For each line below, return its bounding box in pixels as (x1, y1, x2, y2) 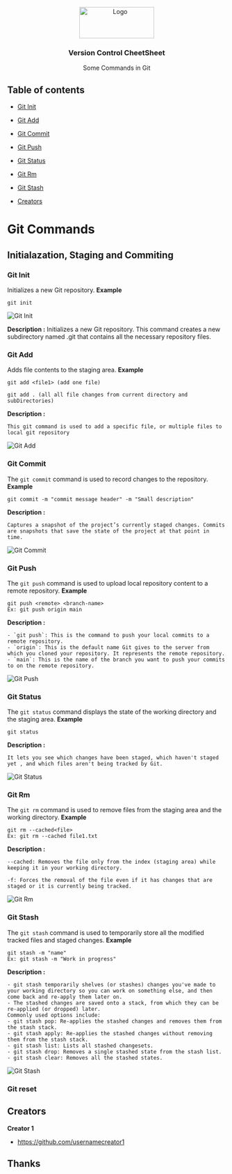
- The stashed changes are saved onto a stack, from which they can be (7, 999, 219, 1007)
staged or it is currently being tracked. (7, 883, 132, 890)
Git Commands (7, 222, 95, 237)
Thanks (7, 1157, 41, 1169)
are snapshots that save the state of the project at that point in (7, 527, 210, 535)
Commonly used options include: (7, 1012, 101, 1019)
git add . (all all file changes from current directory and (7, 391, 188, 399)
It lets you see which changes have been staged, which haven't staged (7, 754, 219, 761)
